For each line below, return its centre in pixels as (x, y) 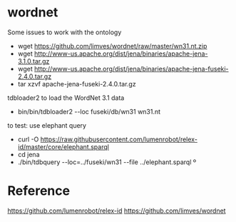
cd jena (29, 154)
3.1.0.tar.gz (34, 61)
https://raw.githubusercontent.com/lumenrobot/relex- (119, 139)
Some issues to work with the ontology (65, 32)
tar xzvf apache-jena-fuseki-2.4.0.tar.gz (77, 84)
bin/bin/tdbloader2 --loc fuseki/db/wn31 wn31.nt (89, 111)
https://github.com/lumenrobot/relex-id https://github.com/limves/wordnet (117, 211)
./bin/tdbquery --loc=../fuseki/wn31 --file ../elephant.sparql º (107, 162)
